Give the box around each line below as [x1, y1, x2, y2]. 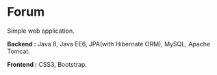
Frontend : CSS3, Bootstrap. [7, 60, 88, 68]
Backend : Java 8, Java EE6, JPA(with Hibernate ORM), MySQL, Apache [7, 40, 211, 48]
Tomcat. [7, 47, 31, 55]
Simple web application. [7, 27, 75, 35]
